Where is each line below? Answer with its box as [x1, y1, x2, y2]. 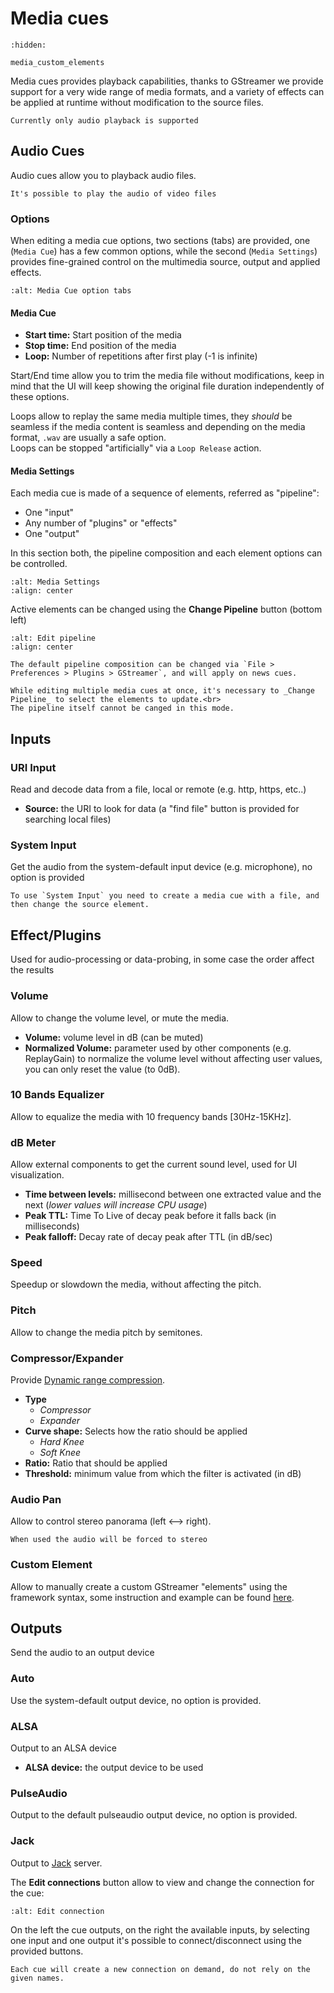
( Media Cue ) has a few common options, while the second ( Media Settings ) [10, 245, 318, 257]
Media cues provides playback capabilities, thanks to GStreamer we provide [10, 75, 324, 87]
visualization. [10, 1169, 65, 1181]
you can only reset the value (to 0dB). [24, 1063, 181, 1075]
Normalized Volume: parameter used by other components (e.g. [24, 1042, 292, 1054]
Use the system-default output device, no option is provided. [10, 1694, 262, 1706]
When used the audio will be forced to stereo [10, 1535, 208, 1545]
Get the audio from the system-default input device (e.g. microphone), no [10, 861, 313, 873]
